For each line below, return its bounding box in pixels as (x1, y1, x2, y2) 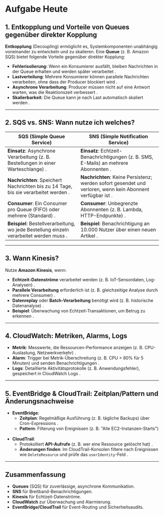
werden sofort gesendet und (80, 179, 146, 186)
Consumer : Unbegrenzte (80, 200, 138, 206)
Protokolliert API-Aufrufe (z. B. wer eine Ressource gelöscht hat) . (19, 441, 153, 447)
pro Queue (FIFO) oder (7, 206, 60, 213)
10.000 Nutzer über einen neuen (80, 226, 156, 233)
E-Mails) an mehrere (80, 159, 128, 166)
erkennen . (12, 313, 34, 319)
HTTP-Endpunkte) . (80, 212, 126, 219)
